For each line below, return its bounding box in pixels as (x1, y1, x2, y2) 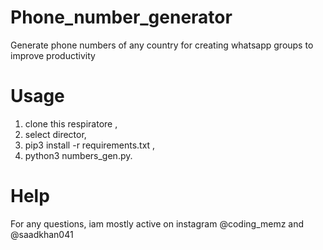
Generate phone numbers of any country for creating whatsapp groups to (10, 39, 314, 51)
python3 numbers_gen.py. (24, 149, 133, 161)
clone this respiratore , (24, 117, 118, 130)
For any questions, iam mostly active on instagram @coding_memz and (10, 217, 305, 230)
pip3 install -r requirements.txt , (24, 139, 156, 151)
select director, (24, 128, 87, 140)
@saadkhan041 (10, 228, 74, 240)
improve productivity (10, 49, 96, 61)
